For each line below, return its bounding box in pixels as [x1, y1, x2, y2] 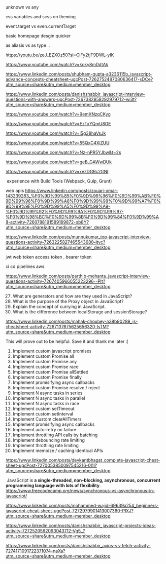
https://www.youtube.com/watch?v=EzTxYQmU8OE [5, 121, 111, 126]
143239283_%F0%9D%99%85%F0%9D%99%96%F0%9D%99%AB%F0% [5, 193, 161, 199]
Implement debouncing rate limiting [12, 437, 85, 443]
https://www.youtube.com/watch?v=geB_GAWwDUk [5, 159, 112, 165]
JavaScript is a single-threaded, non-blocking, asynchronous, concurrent [6, 477, 161, 483]
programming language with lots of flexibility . [5, 483, 101, 488]
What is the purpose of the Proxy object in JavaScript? [12, 299, 124, 304]
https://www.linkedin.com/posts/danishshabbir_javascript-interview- [5, 91, 145, 97]
